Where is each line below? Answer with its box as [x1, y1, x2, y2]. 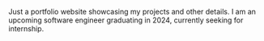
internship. [8, 24, 45, 33]
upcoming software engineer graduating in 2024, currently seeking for [8, 15, 244, 25]
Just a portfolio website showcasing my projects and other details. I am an [8, 7, 257, 16]
